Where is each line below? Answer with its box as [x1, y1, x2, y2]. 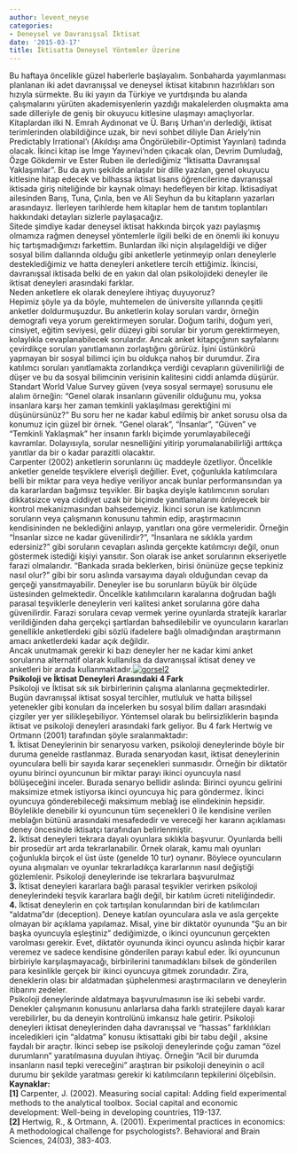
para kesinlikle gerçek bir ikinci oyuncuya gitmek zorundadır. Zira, [9, 966, 249, 977]
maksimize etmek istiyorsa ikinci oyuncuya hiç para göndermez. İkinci [9, 787, 264, 797]
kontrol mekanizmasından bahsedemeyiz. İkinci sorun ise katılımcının [9, 504, 262, 514]
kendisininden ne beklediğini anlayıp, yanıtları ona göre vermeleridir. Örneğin [9, 522, 289, 533]
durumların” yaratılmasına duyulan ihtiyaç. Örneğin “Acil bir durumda [9, 1050, 259, 1061]
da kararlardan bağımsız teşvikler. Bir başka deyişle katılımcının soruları [9, 485, 270, 496]
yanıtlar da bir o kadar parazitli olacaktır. [9, 447, 156, 458]
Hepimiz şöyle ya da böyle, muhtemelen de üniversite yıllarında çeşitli [9, 296, 263, 307]
